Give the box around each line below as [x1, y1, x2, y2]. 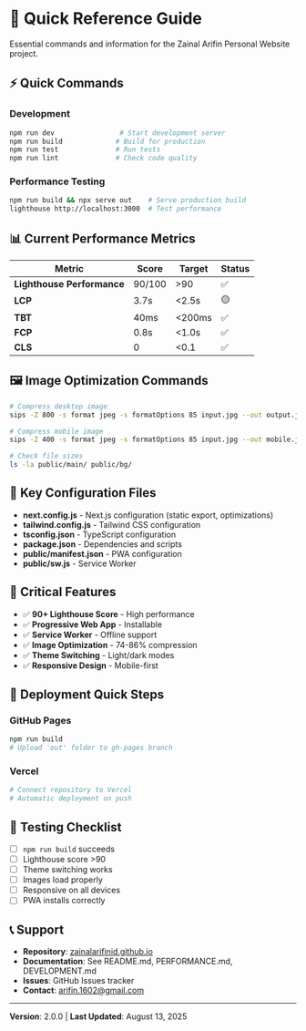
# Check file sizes [9, 451, 84, 461]
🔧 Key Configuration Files [9, 485, 157, 500]
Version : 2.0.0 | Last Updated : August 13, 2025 [9, 1011, 188, 1022]
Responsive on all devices [22, 884, 121, 896]
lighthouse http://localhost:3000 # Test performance [9, 204, 222, 213]
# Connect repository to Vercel [9, 786, 132, 795]
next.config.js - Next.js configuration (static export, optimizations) [22, 510, 274, 521]
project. [9, 47, 39, 58]
